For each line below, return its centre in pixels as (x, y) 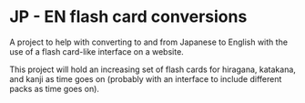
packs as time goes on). (55, 88)
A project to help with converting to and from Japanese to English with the (149, 42)
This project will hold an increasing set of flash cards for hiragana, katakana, (152, 69)
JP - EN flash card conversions (128, 17)
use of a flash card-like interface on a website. (97, 51)
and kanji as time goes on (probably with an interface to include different (146, 78)
